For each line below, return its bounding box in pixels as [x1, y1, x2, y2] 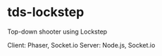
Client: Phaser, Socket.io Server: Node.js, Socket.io [7, 41, 156, 49]
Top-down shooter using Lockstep [7, 27, 108, 36]
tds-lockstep [7, 4, 85, 20]
